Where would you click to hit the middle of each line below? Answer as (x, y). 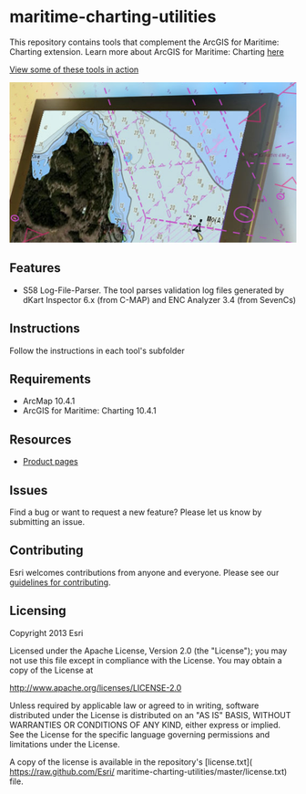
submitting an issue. (47, 522)
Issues (29, 490)
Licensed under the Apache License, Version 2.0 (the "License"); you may (148, 651)
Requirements (50, 379)
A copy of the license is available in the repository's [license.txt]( (131, 762)
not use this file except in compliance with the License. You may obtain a (146, 660)
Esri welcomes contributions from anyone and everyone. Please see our (144, 572)
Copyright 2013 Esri (46, 632)
